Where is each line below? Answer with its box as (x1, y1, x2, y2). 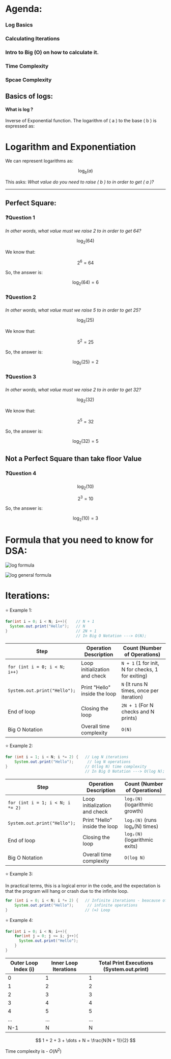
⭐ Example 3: (5, 870, 33, 877)
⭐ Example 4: (5, 917, 34, 923)
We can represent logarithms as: (5, 158, 74, 164)
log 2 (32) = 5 (72, 438, 99, 445)
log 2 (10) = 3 (73, 515, 98, 523)
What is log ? (5, 106, 34, 112)
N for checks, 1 (121, 666, 159, 673)
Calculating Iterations (5, 35, 60, 42)
